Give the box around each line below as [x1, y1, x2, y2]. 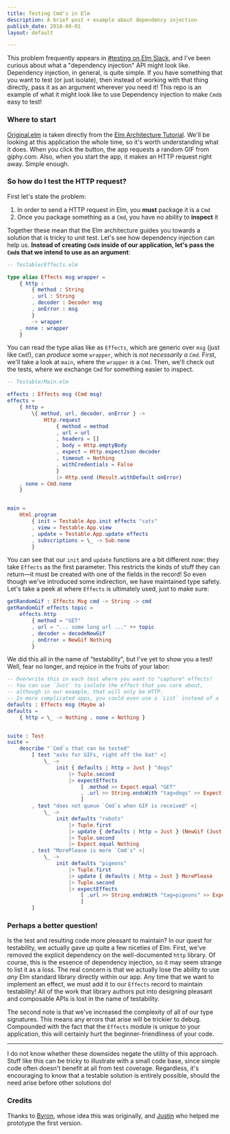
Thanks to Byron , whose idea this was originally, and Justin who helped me [7, 1111, 220, 1120]
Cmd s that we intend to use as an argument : [7, 248, 131, 256]
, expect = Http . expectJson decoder [55, 449, 161, 456]
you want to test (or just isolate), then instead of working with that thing [7, 76, 209, 84]
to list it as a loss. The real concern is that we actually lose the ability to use [7, 965, 220, 974]
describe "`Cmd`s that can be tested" [19, 745, 130, 752]
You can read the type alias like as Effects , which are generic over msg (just [7, 344, 220, 352]
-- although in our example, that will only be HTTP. [7, 689, 164, 696]
